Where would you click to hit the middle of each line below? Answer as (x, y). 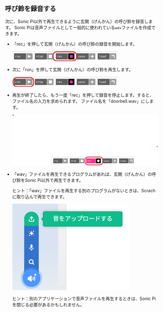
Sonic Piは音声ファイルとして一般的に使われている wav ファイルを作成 (83, 27)
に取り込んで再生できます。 (39, 197)
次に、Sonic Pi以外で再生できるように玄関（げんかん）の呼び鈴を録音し (77, 21)
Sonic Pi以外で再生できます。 (54, 180)
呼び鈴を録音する (31, 9)
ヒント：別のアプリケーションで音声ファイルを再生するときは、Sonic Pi (84, 299)
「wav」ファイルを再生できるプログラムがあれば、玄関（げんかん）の (82, 174)
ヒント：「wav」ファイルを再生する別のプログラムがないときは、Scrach (84, 191)
